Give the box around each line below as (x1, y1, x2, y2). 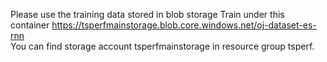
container (10, 19, 50, 31)
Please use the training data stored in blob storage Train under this (10, 9, 285, 20)
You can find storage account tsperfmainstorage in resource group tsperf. (10, 40, 315, 52)
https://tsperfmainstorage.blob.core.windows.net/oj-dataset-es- (51, 19, 317, 31)
